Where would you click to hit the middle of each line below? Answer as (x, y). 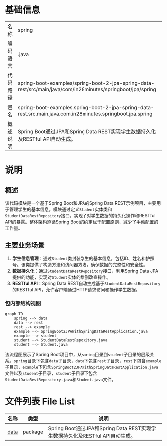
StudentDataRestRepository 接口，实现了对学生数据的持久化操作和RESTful (80, 215)
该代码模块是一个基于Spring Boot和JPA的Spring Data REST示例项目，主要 (81, 203)
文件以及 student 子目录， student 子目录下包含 (51, 373)
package (33, 432)
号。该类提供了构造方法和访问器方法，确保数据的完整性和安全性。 (80, 264)
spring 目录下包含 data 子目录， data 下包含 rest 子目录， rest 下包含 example (88, 361)
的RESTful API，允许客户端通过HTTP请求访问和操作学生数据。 (76, 289)
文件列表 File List (40, 401)
